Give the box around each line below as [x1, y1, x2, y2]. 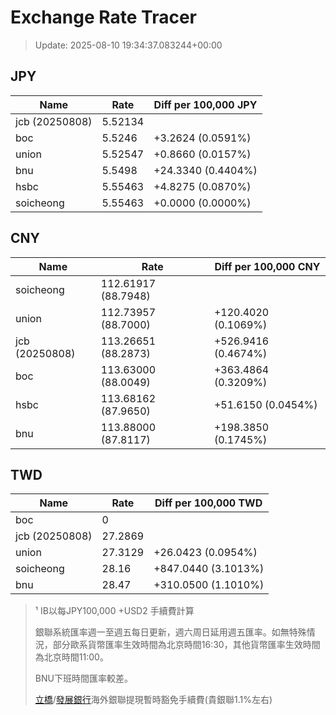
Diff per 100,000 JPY [153, 97, 258, 111]
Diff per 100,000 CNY [214, 259, 321, 273]
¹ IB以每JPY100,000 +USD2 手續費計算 [34, 605, 195, 617]
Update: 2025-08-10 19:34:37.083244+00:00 [34, 39, 223, 51]
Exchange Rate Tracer [10, 6, 198, 29]
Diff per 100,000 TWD [154, 496, 263, 510]
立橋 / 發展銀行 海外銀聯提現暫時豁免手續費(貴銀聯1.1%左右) [34, 694, 273, 706]
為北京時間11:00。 [34, 651, 109, 663]
